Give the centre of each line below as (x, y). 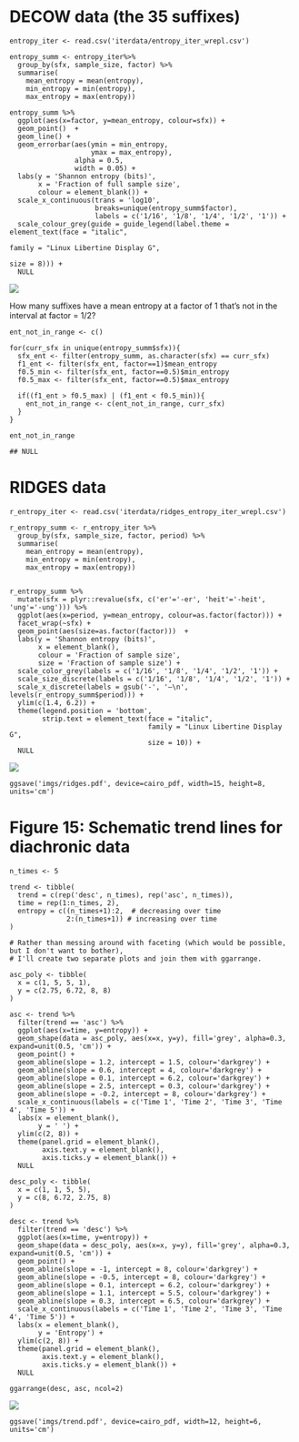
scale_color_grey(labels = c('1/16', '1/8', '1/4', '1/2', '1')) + (148, 671)
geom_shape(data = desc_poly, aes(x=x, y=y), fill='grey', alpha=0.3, (154, 1245)
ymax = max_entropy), (131, 152)
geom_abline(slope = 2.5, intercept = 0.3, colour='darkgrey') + (144, 1086)
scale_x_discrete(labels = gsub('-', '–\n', (103, 687)
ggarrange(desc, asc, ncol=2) (67, 1388)
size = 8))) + (36, 264)
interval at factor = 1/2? (53, 315)
